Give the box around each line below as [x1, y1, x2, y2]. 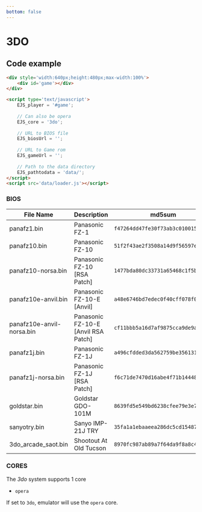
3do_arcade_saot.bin [9, 440, 69, 448]
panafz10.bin [9, 241, 47, 250]
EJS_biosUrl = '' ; [17, 136, 63, 142]
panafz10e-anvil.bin [9, 295, 68, 303]
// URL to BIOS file [17, 130, 69, 136]
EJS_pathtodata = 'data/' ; [17, 169, 85, 175]
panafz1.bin [9, 224, 43, 232]
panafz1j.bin [9, 348, 45, 357]
